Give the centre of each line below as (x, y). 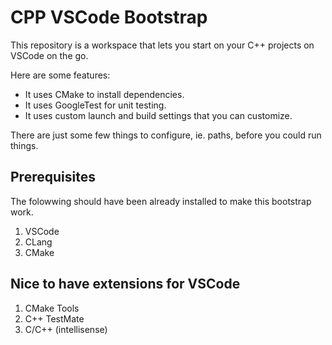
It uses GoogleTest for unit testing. (95, 105)
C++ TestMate (54, 318)
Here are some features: (60, 75)
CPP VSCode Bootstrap (109, 17)
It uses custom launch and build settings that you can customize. (158, 115)
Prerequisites (53, 177)
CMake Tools (52, 308)
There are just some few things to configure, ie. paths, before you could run (166, 135)
